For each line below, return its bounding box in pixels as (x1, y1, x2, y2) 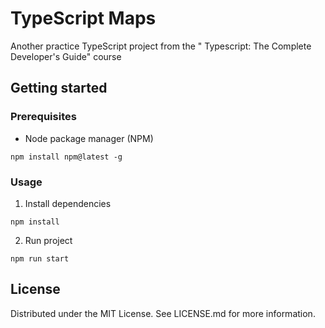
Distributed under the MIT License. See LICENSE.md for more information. (10, 307, 316, 319)
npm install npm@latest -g (10, 152, 123, 162)
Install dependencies (24, 197, 112, 209)
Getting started (10, 80, 108, 97)
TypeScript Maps (10, 7, 157, 30)
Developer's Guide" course (10, 50, 122, 62)
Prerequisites (10, 110, 77, 124)
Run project (24, 234, 73, 246)
